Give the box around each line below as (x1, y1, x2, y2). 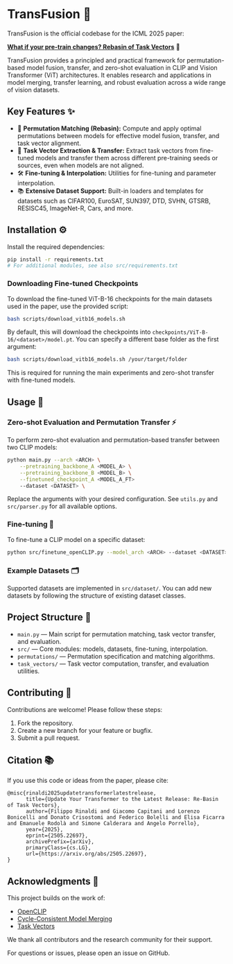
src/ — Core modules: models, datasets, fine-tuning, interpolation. (17, 645, 208, 653)
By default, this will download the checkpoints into (7, 328, 151, 336)
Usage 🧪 (7, 396, 44, 408)
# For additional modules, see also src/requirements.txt (7, 262, 178, 269)
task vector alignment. (17, 139, 81, 147)
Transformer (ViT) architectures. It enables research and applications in (7, 71, 212, 79)
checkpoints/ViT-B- (152, 329, 209, 336)
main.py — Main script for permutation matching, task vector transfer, (17, 629, 216, 638)
